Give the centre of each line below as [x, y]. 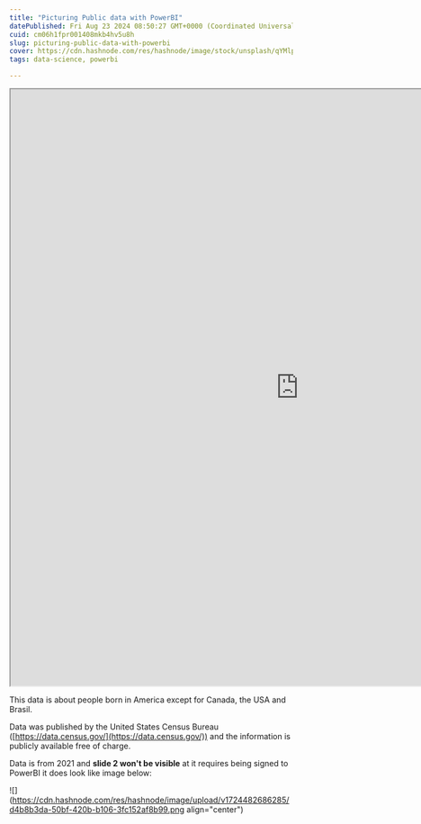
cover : [22, 51]
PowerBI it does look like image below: [81, 773]
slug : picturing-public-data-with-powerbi [90, 43]
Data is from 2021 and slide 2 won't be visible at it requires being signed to [149, 763]
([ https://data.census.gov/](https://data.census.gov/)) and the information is [150, 736]
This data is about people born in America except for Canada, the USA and [148, 700]
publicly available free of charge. [70, 746]
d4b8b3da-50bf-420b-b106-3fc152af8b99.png [97, 810]
